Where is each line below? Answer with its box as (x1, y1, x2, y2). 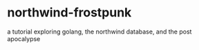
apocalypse (7, 34, 41, 42)
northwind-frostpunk (7, 5, 132, 21)
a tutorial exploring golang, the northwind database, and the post (7, 27, 192, 36)
